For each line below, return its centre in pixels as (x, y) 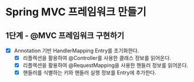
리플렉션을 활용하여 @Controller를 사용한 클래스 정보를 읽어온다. (97, 58)
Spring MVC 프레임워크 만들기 (76, 12)
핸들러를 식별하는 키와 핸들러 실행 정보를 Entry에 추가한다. (90, 73)
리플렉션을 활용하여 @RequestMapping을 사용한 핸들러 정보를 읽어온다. (106, 66)
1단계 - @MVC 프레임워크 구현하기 (65, 35)
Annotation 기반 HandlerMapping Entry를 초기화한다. (76, 51)
